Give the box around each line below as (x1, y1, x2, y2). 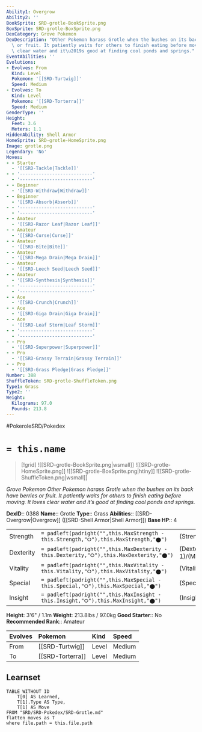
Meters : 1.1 (11, 126, 42, 132)
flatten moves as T (6, 715, 55, 721)
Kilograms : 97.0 (11, 401, 52, 407)
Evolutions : (6, 59, 36, 65)
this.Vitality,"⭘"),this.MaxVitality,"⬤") (41, 568, 168, 574)
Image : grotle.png (6, 143, 52, 149)
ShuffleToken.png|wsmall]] (20, 473, 88, 481)
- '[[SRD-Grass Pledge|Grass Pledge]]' (11, 366, 112, 373)
